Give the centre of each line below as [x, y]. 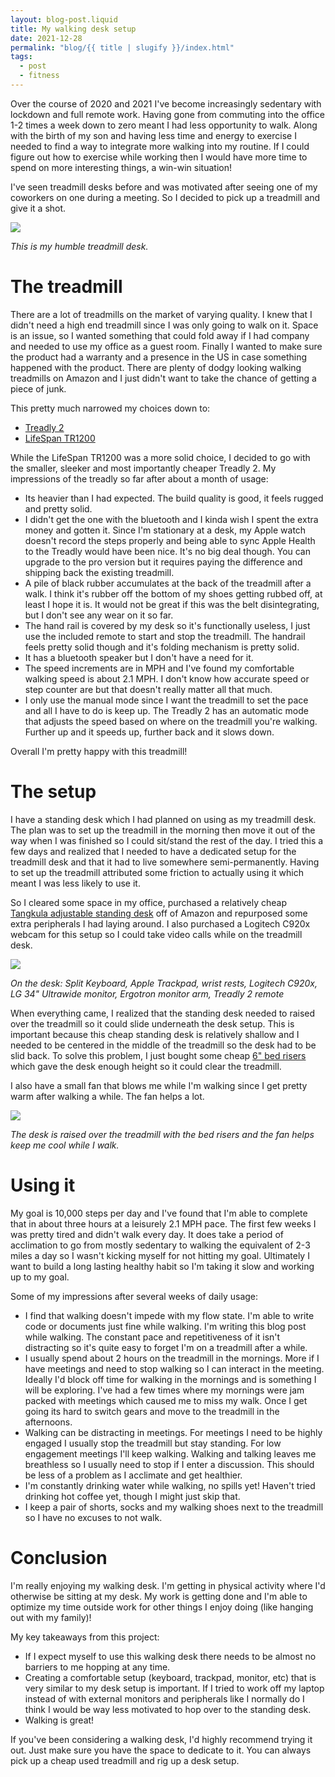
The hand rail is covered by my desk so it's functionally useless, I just [167, 625]
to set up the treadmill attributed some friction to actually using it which [157, 872]
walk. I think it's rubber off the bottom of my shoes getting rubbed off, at [173, 593]
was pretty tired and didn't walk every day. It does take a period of [147, 1234]
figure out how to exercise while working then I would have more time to [159, 157]
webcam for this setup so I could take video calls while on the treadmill [156, 934]
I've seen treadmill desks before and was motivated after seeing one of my [164, 187]
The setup [53, 792]
